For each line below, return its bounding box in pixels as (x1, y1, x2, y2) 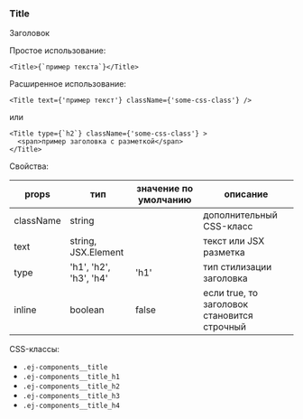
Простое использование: (9, 45, 106, 56)
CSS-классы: (9, 344, 60, 355)
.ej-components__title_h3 (22, 392, 120, 401)
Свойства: (9, 161, 50, 172)
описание (224, 188, 269, 200)
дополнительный (202, 209, 278, 221)
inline (14, 303, 37, 316)
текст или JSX (202, 235, 265, 247)
